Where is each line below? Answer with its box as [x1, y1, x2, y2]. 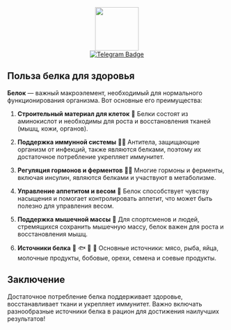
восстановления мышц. [17, 229, 88, 238]
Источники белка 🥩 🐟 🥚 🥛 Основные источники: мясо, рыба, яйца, [17, 243, 219, 252]
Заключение [7, 274, 65, 286]
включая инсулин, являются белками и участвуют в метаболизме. [17, 173, 216, 181]
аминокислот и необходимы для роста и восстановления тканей [17, 117, 211, 125]
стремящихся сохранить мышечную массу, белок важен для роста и [17, 222, 224, 231]
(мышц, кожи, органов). [17, 124, 88, 133]
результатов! [7, 314, 46, 322]
